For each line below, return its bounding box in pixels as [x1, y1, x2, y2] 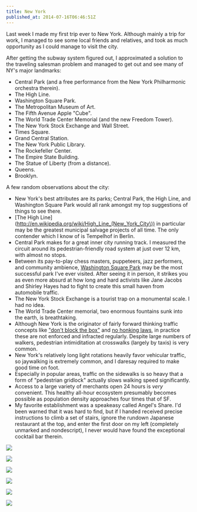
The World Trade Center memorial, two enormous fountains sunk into [14, 308, 183, 315]
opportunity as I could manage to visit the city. [6, 42, 119, 50]
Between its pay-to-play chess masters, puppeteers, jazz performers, [14, 257, 183, 265]
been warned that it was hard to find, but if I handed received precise [14, 408, 183, 415]
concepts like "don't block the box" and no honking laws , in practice [14, 326, 181, 333]
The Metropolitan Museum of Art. [14, 103, 96, 110]
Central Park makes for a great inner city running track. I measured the [14, 239, 186, 246]
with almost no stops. [14, 251, 67, 258]
